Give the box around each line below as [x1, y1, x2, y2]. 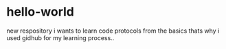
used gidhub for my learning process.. [6, 33, 115, 42]
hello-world [6, 4, 75, 20]
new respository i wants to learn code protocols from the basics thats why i [6, 27, 220, 35]
